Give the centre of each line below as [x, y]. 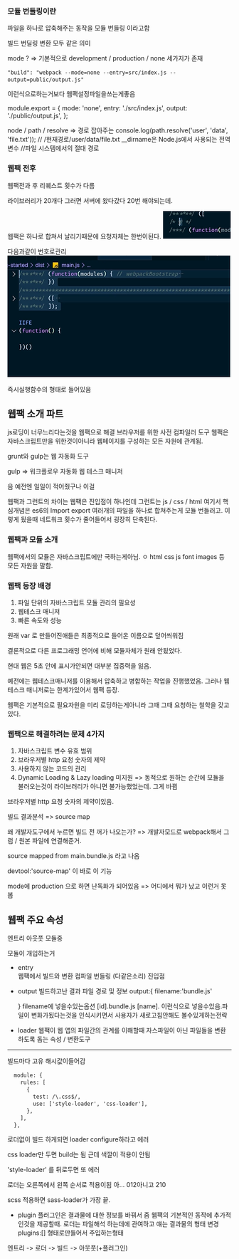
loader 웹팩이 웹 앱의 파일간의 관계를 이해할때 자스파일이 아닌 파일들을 [115, 1030]
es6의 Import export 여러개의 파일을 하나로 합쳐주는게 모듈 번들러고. [127, 511]
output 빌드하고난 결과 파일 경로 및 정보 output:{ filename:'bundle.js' [115, 991]
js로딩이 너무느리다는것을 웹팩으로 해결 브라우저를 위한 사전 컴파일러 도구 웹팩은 [118, 432]
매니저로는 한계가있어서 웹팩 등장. [73, 690]
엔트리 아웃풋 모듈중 [35, 939]
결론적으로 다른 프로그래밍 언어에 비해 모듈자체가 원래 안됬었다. [95, 651]
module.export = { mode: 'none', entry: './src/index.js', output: [97, 108]
